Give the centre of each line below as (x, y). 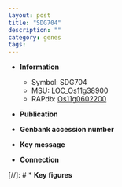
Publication (39, 114)
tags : (17, 45)
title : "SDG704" (35, 23)
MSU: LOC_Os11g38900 (70, 90)
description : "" (35, 30)
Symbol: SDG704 (59, 82)
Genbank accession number (67, 130)
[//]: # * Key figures (40, 175)
